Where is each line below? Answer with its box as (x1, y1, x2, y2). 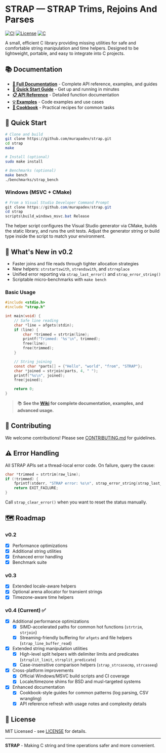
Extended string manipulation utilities (12, 646, 88, 651)
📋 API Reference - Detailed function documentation (12, 91, 120, 97)
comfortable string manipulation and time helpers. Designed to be (5, 45, 139, 51)
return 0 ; (14, 386, 35, 391)
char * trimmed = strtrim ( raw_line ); (5, 472, 81, 477)
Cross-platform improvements (12, 668, 74, 673)
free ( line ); (23, 341, 48, 346)
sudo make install (5, 159, 43, 164)
